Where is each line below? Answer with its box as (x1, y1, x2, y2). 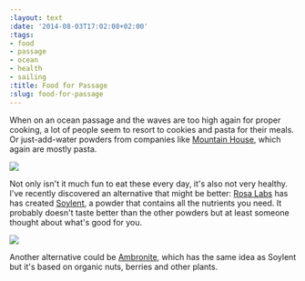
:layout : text (9, 13, 64, 23)
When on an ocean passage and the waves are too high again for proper (9, 115, 281, 125)
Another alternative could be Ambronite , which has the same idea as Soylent (9, 251, 297, 262)
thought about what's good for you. (9, 216, 143, 227)
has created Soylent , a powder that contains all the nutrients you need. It (9, 197, 282, 208)
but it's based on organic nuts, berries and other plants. (9, 261, 219, 272)
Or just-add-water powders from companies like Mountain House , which (9, 134, 281, 145)
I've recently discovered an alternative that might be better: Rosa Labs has (9, 187, 289, 198)
